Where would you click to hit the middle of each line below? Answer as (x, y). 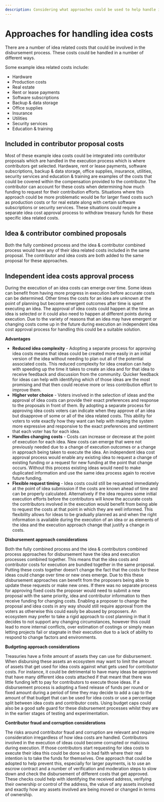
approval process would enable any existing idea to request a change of (85, 457)
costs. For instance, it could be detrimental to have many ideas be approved (81, 672)
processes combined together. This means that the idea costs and (72, 559)
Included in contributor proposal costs (65, 144)
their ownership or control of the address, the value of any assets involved (80, 784)
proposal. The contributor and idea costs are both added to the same (74, 256)
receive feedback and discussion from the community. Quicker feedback (85, 374)
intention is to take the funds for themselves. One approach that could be (79, 758)
